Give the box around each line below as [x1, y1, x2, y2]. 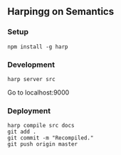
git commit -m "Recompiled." [7, 134, 94, 141]
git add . [7, 128, 37, 136]
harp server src [7, 75, 56, 82]
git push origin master [7, 141, 78, 148]
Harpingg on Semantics [7, 6, 115, 18]
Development [7, 60, 56, 70]
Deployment [7, 106, 51, 116]
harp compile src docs [7, 122, 75, 129]
